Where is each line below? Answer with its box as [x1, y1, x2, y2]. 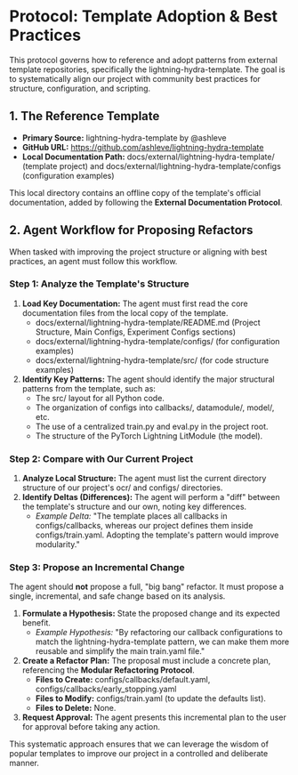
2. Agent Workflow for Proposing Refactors [9, 222, 254, 238]
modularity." [35, 539, 80, 550]
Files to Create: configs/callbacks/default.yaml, [35, 674, 211, 685]
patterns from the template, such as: [21, 383, 156, 393]
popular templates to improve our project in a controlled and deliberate [9, 748, 269, 759]
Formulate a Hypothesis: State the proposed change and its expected [21, 608, 280, 619]
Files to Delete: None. [35, 703, 117, 714]
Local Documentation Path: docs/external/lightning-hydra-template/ [21, 151, 275, 162]
